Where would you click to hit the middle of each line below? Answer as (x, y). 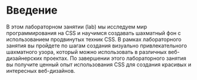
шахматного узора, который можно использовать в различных (87, 52)
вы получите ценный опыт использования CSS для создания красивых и (99, 64)
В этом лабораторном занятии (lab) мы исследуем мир (77, 27)
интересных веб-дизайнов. (41, 71)
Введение (32, 10)
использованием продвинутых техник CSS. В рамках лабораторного (94, 39)
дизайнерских (24, 58)
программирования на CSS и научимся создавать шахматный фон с (94, 33)
